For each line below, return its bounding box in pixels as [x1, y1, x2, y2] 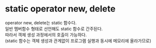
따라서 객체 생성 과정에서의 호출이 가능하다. [5, 32, 87, 37]
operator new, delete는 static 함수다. [5, 20, 77, 25]
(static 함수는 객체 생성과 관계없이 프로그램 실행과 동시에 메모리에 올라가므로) [5, 37, 152, 44]
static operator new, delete [5, 3, 116, 14]
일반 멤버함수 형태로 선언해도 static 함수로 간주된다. [5, 25, 103, 32]
